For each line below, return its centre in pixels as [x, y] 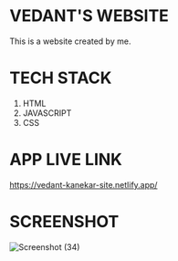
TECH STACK [61, 78]
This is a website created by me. [70, 41]
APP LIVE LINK [66, 160]
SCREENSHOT [64, 222]
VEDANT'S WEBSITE [89, 16]
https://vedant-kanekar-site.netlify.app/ [84, 184]
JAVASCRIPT [47, 113]
